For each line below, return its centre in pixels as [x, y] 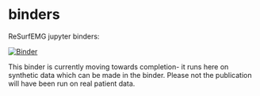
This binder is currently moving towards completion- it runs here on [119, 66]
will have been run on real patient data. [72, 83]
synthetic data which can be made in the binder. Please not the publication [130, 75]
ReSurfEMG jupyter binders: [54, 36]
